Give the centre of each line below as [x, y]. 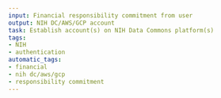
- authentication [37, 52]
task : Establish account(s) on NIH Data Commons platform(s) [111, 30]
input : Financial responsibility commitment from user [101, 15]
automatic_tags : [35, 60]
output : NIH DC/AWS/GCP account [61, 23]
